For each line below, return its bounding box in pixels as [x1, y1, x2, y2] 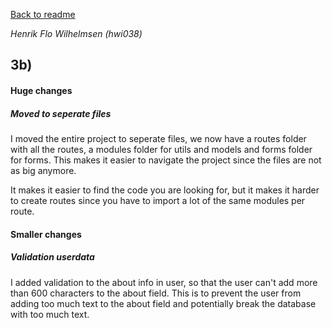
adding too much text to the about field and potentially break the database [10, 297, 317, 309]
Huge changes [10, 84, 73, 96]
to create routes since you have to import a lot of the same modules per [10, 194, 306, 206]
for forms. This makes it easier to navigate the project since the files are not [10, 154, 322, 166]
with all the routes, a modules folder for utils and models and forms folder [10, 143, 313, 155]
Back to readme [10, 9, 76, 20]
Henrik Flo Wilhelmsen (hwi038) [10, 28, 143, 39]
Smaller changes [10, 228, 82, 240]
